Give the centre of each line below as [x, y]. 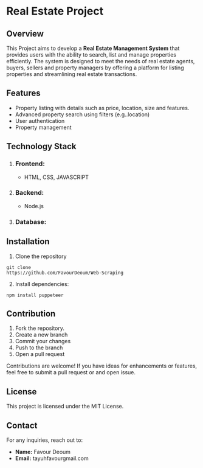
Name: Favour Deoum [43, 452]
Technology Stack [41, 146]
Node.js [34, 206]
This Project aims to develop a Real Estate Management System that [93, 48]
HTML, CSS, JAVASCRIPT [57, 177]
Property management [43, 127]
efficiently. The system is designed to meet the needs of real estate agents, [101, 61]
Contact [22, 425]
